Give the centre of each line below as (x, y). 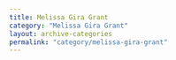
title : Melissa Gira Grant (59, 17)
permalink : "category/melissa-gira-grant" (88, 42)
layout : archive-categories (61, 34)
